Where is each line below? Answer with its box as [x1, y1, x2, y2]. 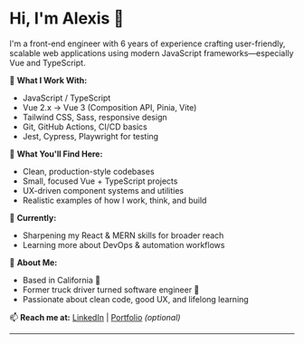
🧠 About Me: [9, 257, 58, 268]
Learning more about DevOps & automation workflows [22, 239, 225, 250]
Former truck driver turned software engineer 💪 [22, 284, 200, 295]
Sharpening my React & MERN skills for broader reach [22, 230, 224, 241]
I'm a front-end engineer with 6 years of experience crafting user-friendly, [9, 38, 286, 49]
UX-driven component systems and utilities [22, 185, 184, 196]
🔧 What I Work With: [9, 74, 88, 85]
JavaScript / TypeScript [22, 92, 111, 103]
